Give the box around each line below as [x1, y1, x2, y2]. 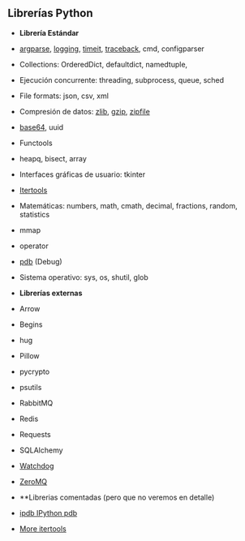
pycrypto [19, 367, 50, 376]
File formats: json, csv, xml [19, 91, 109, 101]
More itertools [19, 523, 67, 534]
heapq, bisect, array [19, 153, 87, 163]
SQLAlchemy [19, 445, 63, 455]
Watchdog [19, 461, 54, 470]
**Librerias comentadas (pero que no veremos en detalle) [19, 492, 215, 502]
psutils [19, 382, 42, 392]
